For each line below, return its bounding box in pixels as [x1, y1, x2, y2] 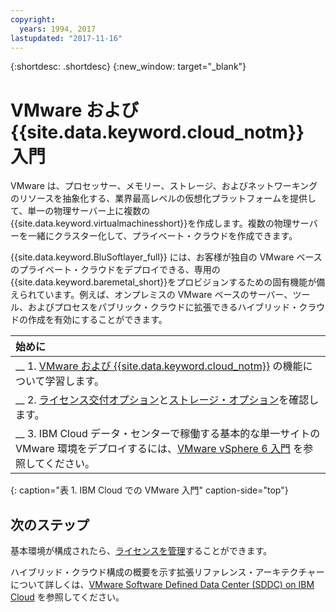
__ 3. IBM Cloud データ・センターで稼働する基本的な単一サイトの [15, 427, 321, 441]
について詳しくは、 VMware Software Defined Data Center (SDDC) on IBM [10, 579, 315, 591]
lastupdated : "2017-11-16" [10, 33, 123, 43]
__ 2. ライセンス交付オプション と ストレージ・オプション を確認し [15, 393, 320, 407]
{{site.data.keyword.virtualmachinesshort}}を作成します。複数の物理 [10, 217, 292, 230]
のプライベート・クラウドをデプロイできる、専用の [10, 264, 221, 276]
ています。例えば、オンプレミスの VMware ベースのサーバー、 [36, 289, 293, 301]
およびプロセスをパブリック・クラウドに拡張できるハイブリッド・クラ [27, 301, 317, 313]
